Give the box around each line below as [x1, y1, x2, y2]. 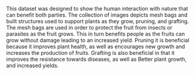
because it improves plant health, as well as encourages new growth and [6, 43, 185, 50]
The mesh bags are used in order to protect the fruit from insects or [6, 24, 173, 31]
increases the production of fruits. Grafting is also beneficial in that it [6, 49, 175, 56]
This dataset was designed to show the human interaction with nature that [6, 5, 188, 12]
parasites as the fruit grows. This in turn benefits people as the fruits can [6, 30, 185, 37]
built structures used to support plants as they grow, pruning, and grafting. [6, 18, 189, 24]
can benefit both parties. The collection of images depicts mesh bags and [6, 11, 188, 18]
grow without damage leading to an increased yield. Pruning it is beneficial [6, 37, 190, 43]
